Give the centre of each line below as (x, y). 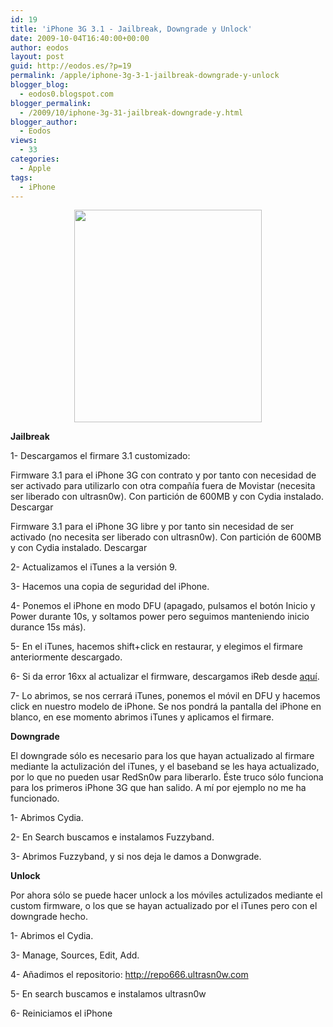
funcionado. (35, 798)
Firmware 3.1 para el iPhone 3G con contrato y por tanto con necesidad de (163, 475)
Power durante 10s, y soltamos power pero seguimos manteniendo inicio (160, 617)
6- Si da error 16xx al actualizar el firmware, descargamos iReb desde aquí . (165, 677)
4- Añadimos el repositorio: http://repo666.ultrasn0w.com (129, 975)
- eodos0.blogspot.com (66, 94)
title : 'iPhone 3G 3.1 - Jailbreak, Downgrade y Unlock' (131, 29)
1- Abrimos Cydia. (47, 818)
